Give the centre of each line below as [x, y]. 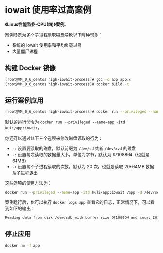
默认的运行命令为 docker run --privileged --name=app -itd [65, 122]
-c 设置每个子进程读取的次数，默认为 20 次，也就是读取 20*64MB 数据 [83, 167]
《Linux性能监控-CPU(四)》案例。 [37, 24]
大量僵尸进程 [25, 51]
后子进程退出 [25, 173]
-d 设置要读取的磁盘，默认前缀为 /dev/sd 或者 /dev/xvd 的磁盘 [74, 148]
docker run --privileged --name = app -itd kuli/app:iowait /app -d [73, 193]
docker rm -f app [23, 245]
